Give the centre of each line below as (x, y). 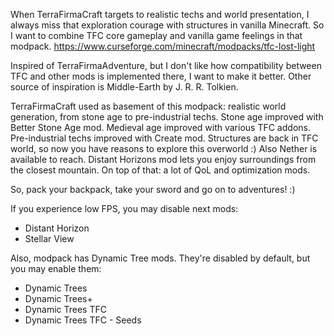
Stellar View (49, 238)
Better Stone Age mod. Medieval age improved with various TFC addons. (160, 127)
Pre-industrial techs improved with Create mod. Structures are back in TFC (164, 138)
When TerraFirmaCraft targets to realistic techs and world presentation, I (160, 14)
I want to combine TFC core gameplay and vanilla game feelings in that (156, 35)
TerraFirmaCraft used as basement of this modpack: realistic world (148, 106)
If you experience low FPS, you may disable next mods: (124, 208)
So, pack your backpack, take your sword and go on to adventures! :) (153, 189)
